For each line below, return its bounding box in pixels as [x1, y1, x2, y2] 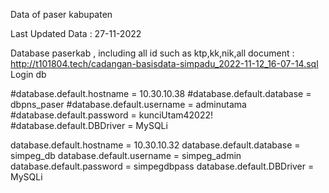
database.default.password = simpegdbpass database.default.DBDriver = [10, 160, 315, 172]
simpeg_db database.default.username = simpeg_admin [10, 150, 242, 161]
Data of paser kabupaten [10, 9, 113, 20]
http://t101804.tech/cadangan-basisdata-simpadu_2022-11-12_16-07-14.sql [10, 58, 319, 69]
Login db [10, 69, 47, 80]
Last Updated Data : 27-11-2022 [10, 28, 142, 39]
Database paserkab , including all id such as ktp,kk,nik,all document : [10, 47, 295, 59]
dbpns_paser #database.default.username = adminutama [10, 99, 247, 110]
